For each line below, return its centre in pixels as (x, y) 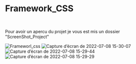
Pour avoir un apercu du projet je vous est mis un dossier (63, 31)
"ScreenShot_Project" (27, 37)
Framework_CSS (39, 9)
